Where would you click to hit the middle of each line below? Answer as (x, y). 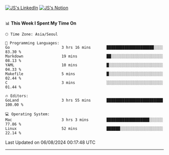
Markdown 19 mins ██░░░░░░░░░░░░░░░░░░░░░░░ (84, 56)
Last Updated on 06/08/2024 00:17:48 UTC (50, 142)
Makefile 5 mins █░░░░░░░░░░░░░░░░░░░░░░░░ (84, 74)
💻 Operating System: (28, 114)
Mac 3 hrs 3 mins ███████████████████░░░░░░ (84, 120)
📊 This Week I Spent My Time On (41, 23)
